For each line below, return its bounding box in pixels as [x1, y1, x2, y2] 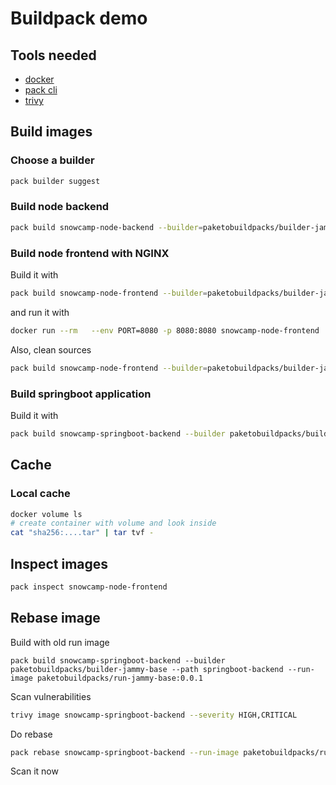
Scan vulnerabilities [10, 690, 92, 702]
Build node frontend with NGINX [10, 246, 170, 260]
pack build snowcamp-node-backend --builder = [10, 222, 203, 232]
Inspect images [10, 555, 109, 572]
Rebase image [10, 610, 101, 627]
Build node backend [10, 200, 110, 214]
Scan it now [10, 765, 59, 777]
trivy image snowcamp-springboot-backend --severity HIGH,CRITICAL [10, 710, 298, 720]
